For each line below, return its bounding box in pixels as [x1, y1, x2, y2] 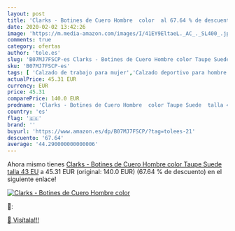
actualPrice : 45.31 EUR [7, 75, 77, 83]
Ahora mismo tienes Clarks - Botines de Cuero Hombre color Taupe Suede [7, 160, 222, 169]
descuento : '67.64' [7, 134, 64, 141]
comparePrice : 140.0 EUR [7, 95, 80, 103]
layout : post [7, 10, 45, 18]
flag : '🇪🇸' [7, 114, 42, 121]
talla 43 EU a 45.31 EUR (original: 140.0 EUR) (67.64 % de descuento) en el [7, 168, 222, 176]
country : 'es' [7, 108, 49, 115]
